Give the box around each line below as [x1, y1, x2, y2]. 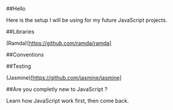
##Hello [6, 5, 26, 12]
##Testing [6, 62, 32, 70]
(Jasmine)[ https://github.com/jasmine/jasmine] [6, 74, 122, 81]
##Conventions [6, 51, 44, 58]
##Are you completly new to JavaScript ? [6, 86, 108, 93]
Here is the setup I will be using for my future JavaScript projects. [6, 17, 168, 23]
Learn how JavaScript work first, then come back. [6, 98, 129, 104]
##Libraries [6, 28, 35, 35]
